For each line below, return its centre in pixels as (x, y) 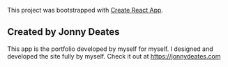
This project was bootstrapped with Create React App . (85, 10)
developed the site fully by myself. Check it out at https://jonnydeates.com (114, 56)
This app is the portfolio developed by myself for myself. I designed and (111, 49)
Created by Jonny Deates (63, 32)
